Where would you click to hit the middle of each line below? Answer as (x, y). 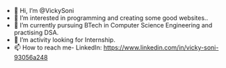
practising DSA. (36, 32)
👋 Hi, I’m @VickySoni (44, 11)
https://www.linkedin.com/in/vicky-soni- (161, 47)
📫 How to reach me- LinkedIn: (58, 47)
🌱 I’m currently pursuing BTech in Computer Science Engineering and (113, 25)
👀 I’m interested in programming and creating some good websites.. (111, 18)
